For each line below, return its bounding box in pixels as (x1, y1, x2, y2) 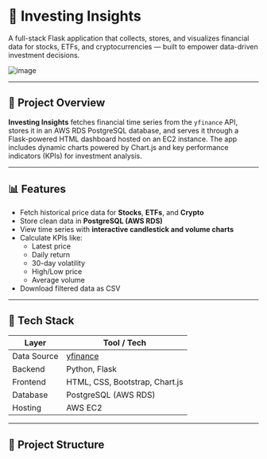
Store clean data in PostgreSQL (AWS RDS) (19, 216, 163, 226)
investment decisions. (8, 50, 80, 60)
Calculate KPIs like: (19, 233, 83, 242)
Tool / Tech (103, 337, 147, 349)
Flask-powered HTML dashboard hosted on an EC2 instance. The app (8, 134, 238, 144)
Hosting (12, 403, 42, 414)
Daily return (31, 249, 71, 259)
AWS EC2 (66, 403, 103, 414)
